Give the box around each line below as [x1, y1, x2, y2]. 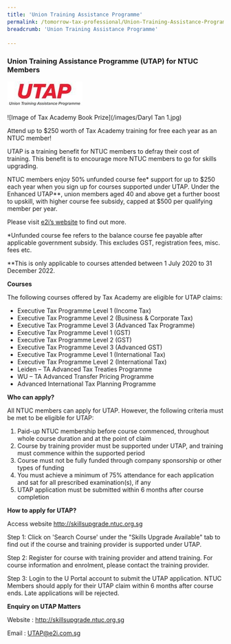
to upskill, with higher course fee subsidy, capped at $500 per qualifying [7, 197, 213, 205]
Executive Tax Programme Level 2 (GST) [16, 335, 132, 344]
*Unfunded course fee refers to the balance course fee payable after [7, 231, 203, 239]
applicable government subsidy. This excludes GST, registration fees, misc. [7, 238, 221, 247]
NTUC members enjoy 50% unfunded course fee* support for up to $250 [7, 175, 215, 183]
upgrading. [7, 162, 38, 170]
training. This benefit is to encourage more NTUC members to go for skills [7, 154, 217, 163]
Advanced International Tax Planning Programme [16, 380, 156, 388]
